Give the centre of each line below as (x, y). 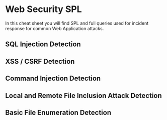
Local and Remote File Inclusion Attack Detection (83, 96)
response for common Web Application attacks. (55, 28)
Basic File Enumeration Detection (58, 112)
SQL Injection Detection (43, 44)
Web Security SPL (44, 9)
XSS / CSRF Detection (40, 61)
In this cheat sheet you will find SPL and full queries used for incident (77, 23)
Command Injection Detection (53, 79)
